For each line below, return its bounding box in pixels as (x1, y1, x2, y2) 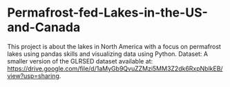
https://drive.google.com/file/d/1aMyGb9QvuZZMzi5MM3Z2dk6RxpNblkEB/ (7, 64, 223, 72)
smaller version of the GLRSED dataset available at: (7, 57, 153, 65)
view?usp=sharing (7, 71, 60, 80)
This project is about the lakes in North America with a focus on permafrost (7, 42, 221, 50)
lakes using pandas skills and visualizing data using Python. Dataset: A (7, 50, 209, 58)
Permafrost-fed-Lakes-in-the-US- (7, 5, 209, 21)
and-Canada (7, 19, 81, 35)
